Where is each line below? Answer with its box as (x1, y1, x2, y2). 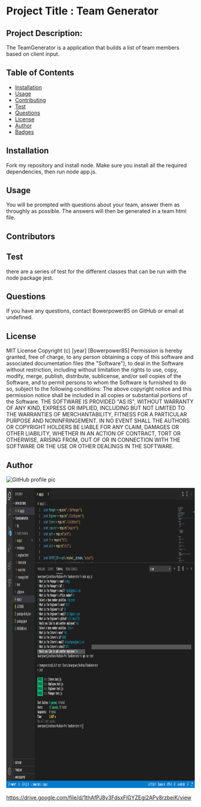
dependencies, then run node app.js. (6, 168, 97, 175)
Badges (14, 128, 34, 136)
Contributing (14, 96, 46, 103)
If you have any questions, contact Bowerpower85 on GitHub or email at (6, 307, 184, 314)
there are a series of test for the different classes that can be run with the (6, 268, 187, 275)
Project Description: (6, 28, 83, 38)
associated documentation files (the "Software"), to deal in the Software (6, 360, 184, 367)
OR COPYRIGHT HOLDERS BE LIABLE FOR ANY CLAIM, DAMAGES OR (6, 424, 179, 431)
